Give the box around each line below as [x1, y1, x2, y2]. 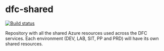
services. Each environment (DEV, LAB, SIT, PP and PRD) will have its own [5, 35, 159, 41]
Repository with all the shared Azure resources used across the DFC [5, 30, 147, 36]
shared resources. [5, 40, 43, 46]
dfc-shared [5, 4, 54, 15]
